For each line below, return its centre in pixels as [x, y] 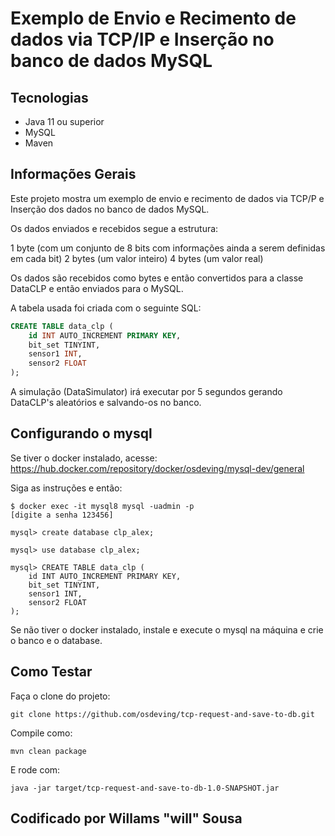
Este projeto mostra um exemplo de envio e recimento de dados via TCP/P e [167, 198]
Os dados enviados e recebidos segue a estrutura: [114, 228]
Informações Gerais [73, 174]
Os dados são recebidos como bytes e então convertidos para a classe [157, 278]
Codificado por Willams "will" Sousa [126, 818]
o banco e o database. [56, 640]
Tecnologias [49, 97]
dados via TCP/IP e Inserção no [142, 39]
